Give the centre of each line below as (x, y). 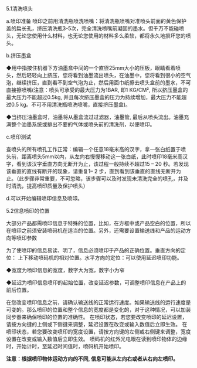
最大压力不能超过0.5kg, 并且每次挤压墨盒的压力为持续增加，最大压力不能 (94, 97)
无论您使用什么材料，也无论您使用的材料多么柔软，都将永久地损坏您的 (101, 36)
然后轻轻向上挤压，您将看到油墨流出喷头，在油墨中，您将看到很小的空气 (103, 75)
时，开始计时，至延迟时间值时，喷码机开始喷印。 (65, 346)
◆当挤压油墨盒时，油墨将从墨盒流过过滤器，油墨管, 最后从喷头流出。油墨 (95, 117)
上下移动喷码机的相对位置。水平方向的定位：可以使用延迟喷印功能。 (100, 258)
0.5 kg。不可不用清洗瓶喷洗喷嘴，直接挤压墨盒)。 (71, 105)
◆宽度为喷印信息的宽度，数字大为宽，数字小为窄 (65, 270)
